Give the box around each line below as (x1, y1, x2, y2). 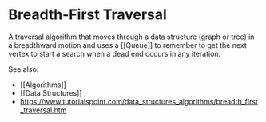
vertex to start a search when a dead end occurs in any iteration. (8, 49, 221, 58)
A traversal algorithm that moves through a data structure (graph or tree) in (8, 32, 255, 41)
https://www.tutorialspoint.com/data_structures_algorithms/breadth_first (19, 96, 258, 106)
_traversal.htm (19, 105, 67, 115)
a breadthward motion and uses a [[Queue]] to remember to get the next (8, 40, 248, 49)
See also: (8, 64, 39, 73)
